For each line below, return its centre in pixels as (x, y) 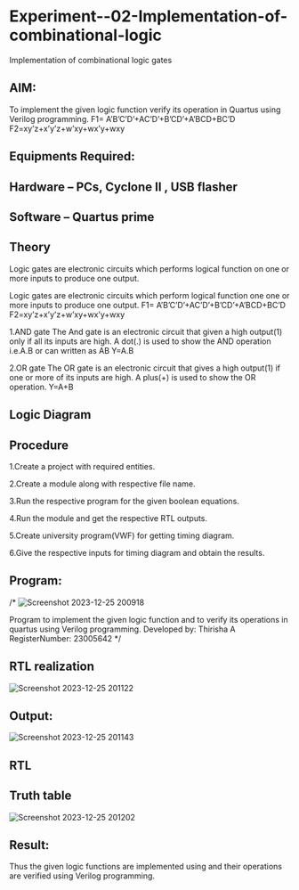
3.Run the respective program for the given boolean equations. (125, 501)
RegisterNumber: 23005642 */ (65, 638)
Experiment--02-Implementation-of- (148, 16)
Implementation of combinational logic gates (91, 60)
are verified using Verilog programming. (82, 876)
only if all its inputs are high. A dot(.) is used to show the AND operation (140, 341)
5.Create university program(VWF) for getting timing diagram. (122, 535)
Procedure (39, 445)
